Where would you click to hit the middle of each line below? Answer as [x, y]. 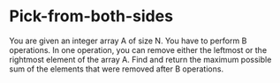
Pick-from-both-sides [91, 16]
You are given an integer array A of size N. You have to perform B [128, 41]
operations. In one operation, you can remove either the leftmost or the [138, 49]
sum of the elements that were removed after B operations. [116, 69]
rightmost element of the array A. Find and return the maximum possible [140, 59]
